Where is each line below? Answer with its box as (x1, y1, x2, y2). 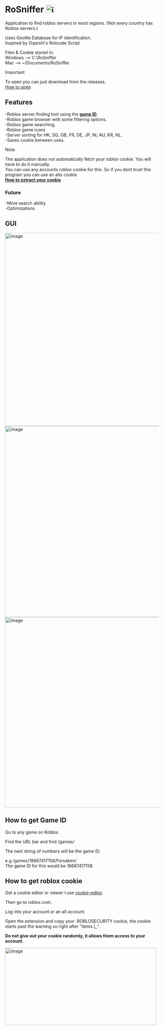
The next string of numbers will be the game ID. (5, 848, 101, 854)
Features (5, 98, 33, 107)
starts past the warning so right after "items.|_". (5, 923, 100, 929)
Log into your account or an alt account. (5, 909, 86, 915)
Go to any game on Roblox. (5, 829, 60, 835)
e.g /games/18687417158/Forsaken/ (5, 857, 77, 863)
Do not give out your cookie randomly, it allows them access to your (5, 933, 145, 939)
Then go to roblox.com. (5, 899, 52, 905)
